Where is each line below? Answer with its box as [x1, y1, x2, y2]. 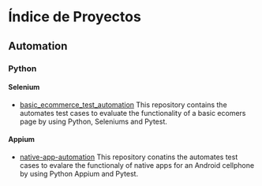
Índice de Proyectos [8, 8, 142, 26]
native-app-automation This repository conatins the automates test [19, 152, 238, 162]
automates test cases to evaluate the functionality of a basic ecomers [19, 108, 246, 117]
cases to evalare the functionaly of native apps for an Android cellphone [19, 160, 255, 169]
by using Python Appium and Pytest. [19, 169, 139, 178]
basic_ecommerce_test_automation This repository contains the [19, 99, 227, 110]
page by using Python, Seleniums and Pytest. [19, 117, 168, 126]
